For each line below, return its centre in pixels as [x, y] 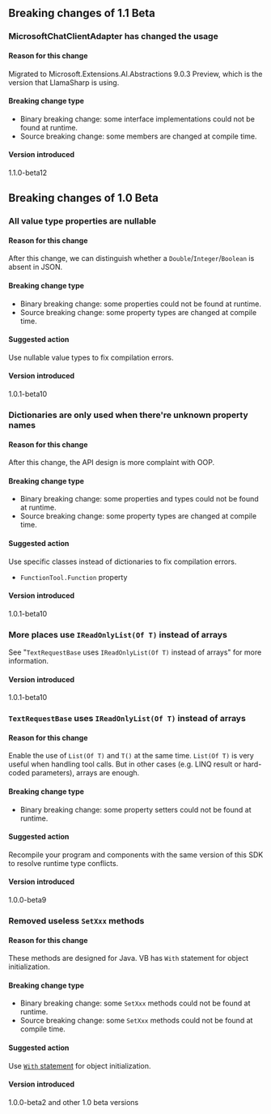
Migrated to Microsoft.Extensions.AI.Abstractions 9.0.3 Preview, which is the [135, 74]
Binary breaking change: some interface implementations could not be [137, 119]
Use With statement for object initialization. [80, 1065]
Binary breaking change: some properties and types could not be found [139, 499]
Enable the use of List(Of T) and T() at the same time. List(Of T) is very [131, 756]
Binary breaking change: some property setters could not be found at [136, 809]
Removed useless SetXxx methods [76, 920]
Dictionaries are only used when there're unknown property [128, 415]
